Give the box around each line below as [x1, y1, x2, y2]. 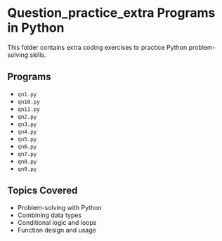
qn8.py [17, 158, 37, 165]
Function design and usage [17, 226, 96, 234]
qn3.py [17, 121, 37, 128]
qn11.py [17, 105, 40, 113]
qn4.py [17, 128, 37, 135]
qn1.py [17, 91, 37, 98]
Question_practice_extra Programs [7, 5, 216, 21]
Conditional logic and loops [17, 218, 97, 226]
